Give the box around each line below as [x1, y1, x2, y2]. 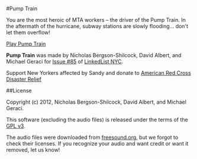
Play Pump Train [6, 41, 46, 47]
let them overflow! [6, 29, 50, 36]
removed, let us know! [6, 147, 60, 153]
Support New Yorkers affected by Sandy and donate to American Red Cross [6, 69, 191, 76]
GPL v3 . [6, 122, 25, 129]
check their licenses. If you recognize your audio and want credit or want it [6, 140, 189, 147]
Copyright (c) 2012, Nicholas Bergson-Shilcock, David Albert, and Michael [6, 98, 186, 105]
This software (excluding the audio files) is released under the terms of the [6, 116, 188, 123]
